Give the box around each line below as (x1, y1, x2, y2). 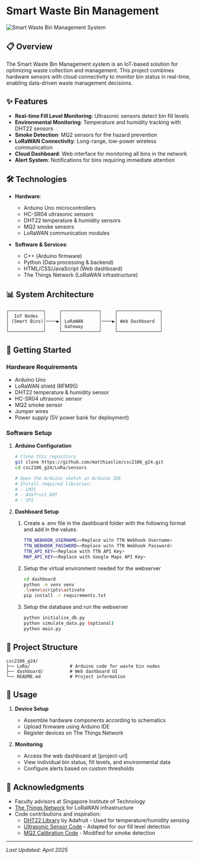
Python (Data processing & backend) (23, 259, 114, 266)
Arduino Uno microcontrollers (23, 205, 96, 212)
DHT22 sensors (14, 124, 53, 132)
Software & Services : (14, 241, 68, 248)
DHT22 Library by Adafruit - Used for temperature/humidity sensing (23, 817, 190, 824)
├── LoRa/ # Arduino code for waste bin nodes (6, 663, 161, 669)
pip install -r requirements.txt (23, 593, 107, 599)
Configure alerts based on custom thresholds (23, 765, 134, 772)
